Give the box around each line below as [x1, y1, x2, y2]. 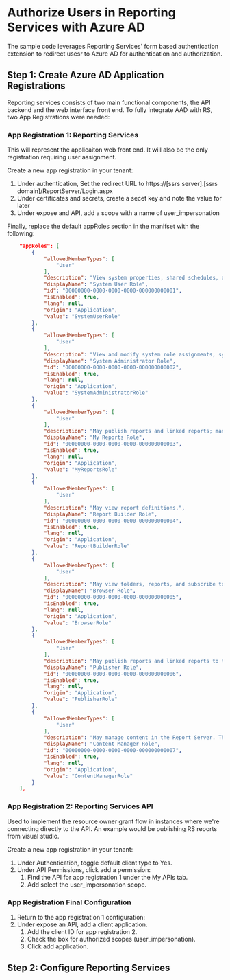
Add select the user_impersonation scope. [27, 880, 147, 889]
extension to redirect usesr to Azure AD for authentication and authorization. [7, 49, 222, 58]
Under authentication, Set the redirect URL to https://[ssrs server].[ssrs [16, 180, 218, 188]
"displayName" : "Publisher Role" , [43, 664, 142, 671]
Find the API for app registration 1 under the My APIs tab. [27, 873, 188, 881]
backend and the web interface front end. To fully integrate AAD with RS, [7, 105, 213, 114]
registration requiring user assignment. [7, 153, 117, 161]
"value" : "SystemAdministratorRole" [43, 389, 149, 396]
